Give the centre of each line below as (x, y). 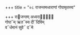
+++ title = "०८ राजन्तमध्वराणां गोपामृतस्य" (40, 7)
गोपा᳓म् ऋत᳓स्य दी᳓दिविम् (25, 22)
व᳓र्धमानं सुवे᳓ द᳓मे (19, 27)
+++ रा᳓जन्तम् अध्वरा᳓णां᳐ (30, 17)
